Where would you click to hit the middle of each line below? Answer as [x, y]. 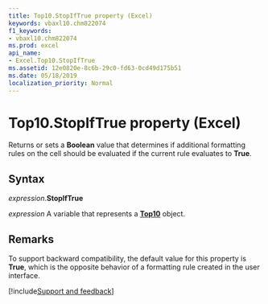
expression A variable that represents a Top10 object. [97, 214]
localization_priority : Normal [61, 83]
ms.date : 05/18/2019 [43, 76]
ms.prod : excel [34, 46]
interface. [24, 276]
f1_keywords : [30, 31]
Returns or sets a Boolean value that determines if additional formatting [127, 145]
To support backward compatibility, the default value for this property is [128, 259]
